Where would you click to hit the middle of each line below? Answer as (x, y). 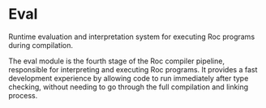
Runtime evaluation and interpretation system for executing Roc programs (132, 37)
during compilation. (41, 45)
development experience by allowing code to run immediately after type (129, 78)
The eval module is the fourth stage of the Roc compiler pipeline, (117, 61)
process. (23, 95)
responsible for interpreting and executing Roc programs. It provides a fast (133, 69)
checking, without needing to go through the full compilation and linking (129, 87)
